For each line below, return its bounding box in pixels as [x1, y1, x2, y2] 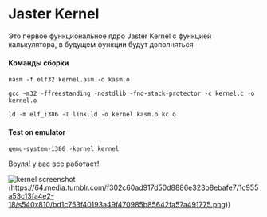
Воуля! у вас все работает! [8, 159, 100, 168]
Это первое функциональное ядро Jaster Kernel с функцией [8, 31, 212, 41]
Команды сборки [8, 57, 69, 68]
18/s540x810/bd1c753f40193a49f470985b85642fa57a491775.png [8, 200, 226, 210]
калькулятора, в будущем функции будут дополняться [8, 39, 194, 49]
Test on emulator [8, 127, 66, 136]
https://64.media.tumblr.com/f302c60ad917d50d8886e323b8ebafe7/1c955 [10, 183, 259, 192]
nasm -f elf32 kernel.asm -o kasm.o [8, 76, 130, 84]
